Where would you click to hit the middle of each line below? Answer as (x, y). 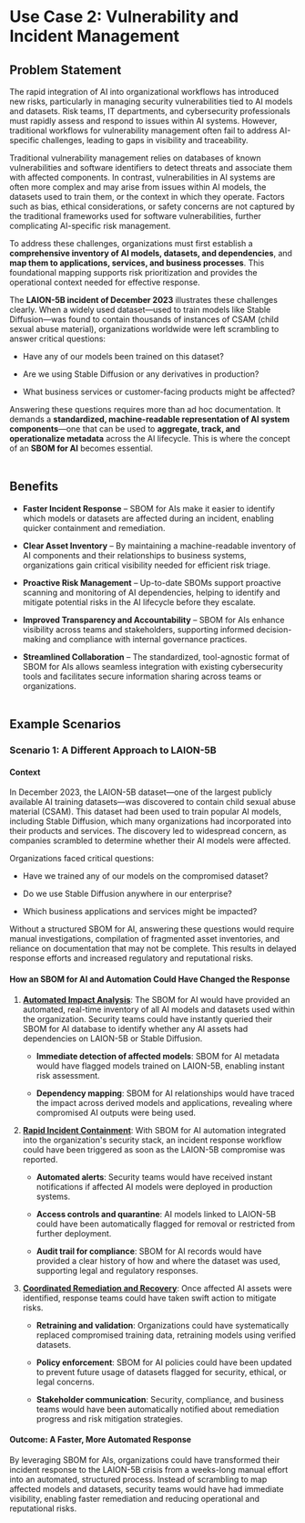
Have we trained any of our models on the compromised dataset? (145, 876)
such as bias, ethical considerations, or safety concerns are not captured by (152, 206)
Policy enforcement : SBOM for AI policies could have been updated (164, 1362)
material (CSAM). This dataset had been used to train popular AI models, (146, 812)
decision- (274, 629)
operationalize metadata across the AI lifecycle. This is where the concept (150, 438)
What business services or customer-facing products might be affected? (159, 391)
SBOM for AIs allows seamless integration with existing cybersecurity (153, 666)
